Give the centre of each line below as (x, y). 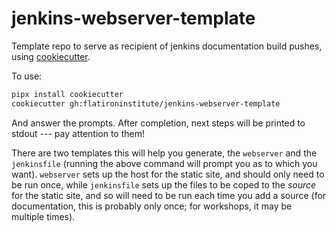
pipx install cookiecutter (67, 94)
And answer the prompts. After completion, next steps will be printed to (158, 123)
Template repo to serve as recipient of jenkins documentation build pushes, (167, 46)
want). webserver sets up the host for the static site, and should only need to (168, 174)
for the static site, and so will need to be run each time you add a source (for (169, 195)
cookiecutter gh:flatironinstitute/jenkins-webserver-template (146, 103)
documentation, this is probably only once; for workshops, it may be (152, 206)
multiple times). (43, 216)
